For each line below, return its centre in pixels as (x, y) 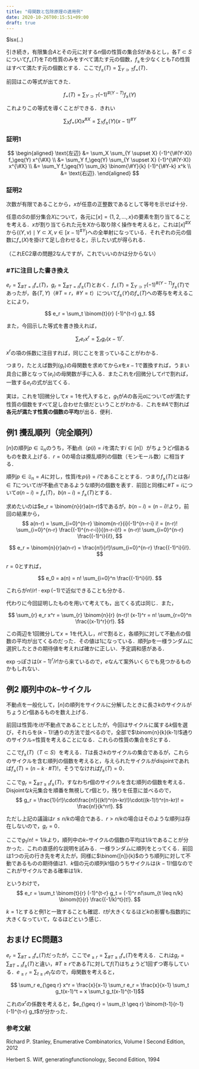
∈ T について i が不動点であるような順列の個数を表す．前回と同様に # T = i (94, 485)
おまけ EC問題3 (34, 939)
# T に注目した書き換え (38, 270)
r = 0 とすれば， (25, 566)
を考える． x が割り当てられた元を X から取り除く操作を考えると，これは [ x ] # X (99, 224)
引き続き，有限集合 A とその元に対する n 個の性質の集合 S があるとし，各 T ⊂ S (99, 52)
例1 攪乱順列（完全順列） (52, 432)
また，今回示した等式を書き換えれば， (53, 326)
